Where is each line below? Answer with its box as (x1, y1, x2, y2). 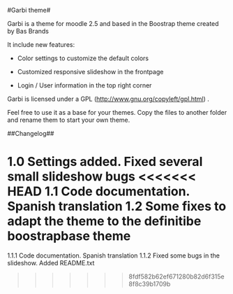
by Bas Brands (7, 27, 49, 35)
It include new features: (7, 41, 75, 48)
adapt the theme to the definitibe (7, 213, 202, 230)
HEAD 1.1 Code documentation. (7, 183, 190, 199)
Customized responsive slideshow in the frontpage (17, 68, 164, 76)
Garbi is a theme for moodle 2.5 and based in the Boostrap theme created (7, 20, 219, 27)
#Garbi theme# (7, 6, 51, 14)
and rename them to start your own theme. (7, 115, 130, 124)
